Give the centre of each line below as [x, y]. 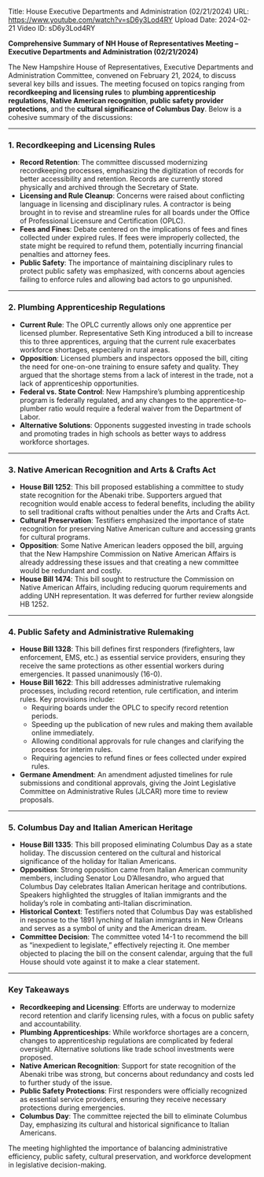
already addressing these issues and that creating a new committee [129, 562]
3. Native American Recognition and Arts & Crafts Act [112, 470]
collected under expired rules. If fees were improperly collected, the [129, 238]
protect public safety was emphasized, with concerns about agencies [132, 271]
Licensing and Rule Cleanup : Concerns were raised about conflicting [132, 196]
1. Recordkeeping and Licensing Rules [82, 145]
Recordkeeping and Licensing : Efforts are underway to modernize [127, 1007]
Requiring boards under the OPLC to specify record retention [130, 708]
